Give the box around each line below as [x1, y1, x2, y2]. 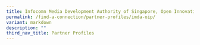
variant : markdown [6, 19, 52, 25]
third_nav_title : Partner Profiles [6, 30, 95, 36]
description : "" [6, 25, 46, 31]
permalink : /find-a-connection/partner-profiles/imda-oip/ [6, 14, 156, 20]
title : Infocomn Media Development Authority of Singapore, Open [6, 8, 171, 15]
